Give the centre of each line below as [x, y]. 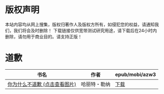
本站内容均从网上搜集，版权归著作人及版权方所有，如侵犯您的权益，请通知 [80, 24]
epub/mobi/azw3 [135, 75]
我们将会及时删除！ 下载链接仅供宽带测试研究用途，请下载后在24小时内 [85, 30]
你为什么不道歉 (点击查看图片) [42, 84]
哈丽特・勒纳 [96, 84]
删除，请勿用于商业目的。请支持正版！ [43, 37]
